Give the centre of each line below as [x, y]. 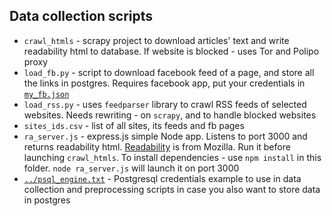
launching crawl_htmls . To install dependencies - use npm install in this [172, 157]
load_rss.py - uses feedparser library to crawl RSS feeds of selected [165, 104]
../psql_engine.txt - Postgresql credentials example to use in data [162, 178]
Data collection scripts [81, 16]
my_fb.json [46, 94]
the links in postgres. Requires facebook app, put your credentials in [164, 83]
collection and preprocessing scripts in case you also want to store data [172, 189]
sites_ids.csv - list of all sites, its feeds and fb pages [134, 125]
